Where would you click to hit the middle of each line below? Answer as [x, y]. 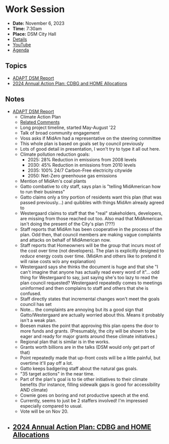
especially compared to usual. [51, 406]
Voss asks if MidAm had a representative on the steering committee [91, 138]
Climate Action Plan [40, 116]
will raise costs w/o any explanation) [58, 261]
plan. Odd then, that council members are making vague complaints [91, 234]
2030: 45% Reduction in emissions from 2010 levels [82, 165]
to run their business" [43, 192]
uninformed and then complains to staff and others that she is [84, 288]
